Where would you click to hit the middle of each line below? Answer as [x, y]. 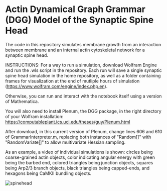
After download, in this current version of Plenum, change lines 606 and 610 [84, 131]
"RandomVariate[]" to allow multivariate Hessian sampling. [65, 142]
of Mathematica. [22, 101]
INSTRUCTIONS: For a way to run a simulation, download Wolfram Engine [81, 65]
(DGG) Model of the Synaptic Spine [79, 20]
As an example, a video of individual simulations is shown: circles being [79, 152]
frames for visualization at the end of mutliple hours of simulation [72, 81]
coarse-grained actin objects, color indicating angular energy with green [80, 157]
